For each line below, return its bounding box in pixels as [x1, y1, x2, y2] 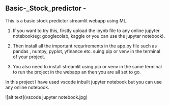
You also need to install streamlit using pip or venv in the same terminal [12, 63, 162, 69]
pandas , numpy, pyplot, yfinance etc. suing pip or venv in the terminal [12, 48, 160, 54]
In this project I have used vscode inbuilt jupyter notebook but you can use [5, 78, 162, 85]
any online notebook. [5, 84, 49, 90]
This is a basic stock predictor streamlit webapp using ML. [5, 17, 128, 23]
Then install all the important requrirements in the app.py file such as [12, 43, 157, 49]
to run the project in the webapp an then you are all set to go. [12, 69, 141, 75]
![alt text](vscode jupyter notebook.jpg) [5, 94, 88, 100]
